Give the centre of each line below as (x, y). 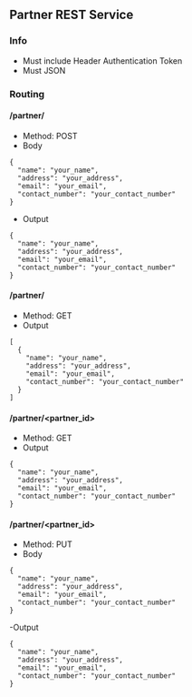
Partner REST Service (72, 15)
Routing (27, 94)
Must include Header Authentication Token (102, 61)
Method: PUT (47, 544)
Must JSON (44, 70)
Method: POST (50, 136)
